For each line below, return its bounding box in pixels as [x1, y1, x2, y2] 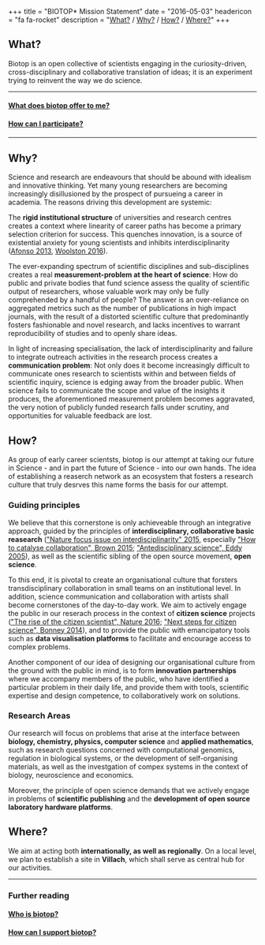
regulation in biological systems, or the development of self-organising [8, 753, 238, 763]
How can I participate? [8, 119, 84, 129]
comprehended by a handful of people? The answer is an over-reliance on [8, 295, 250, 304]
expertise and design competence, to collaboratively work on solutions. [8, 690, 241, 700]
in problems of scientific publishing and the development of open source [8, 794, 251, 803]
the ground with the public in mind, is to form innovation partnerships [8, 666, 237, 675]
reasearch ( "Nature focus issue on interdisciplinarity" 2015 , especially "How [8, 534, 256, 543]
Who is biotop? [8, 910, 59, 919]
